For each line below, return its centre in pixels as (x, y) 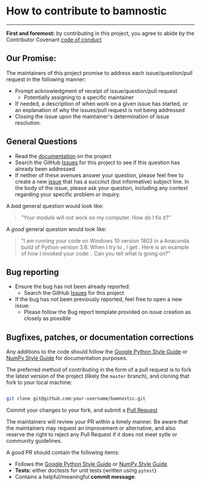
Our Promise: (31, 58)
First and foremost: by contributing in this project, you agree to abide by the (100, 33)
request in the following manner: (46, 79)
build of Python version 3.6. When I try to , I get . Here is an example (105, 247)
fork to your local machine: (39, 382)
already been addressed (45, 168)
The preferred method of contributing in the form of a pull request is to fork (99, 370)
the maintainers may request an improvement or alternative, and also (91, 428)
